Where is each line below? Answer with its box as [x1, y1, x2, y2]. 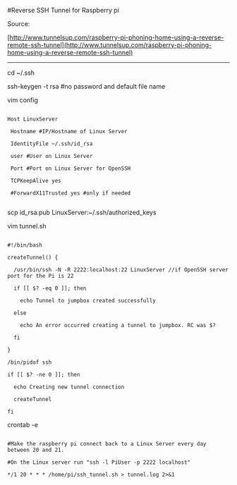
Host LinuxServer [7, 116, 59, 123]
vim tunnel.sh [7, 222, 47, 230]
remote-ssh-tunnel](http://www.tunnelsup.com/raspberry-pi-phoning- [7, 41, 212, 49]
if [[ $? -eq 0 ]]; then [13, 285, 87, 292]
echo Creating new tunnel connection [13, 383, 125, 391]
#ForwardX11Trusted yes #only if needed [10, 190, 131, 197]
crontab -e [7, 421, 39, 429]
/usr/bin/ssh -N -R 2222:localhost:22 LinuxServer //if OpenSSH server [13, 266, 229, 274]
